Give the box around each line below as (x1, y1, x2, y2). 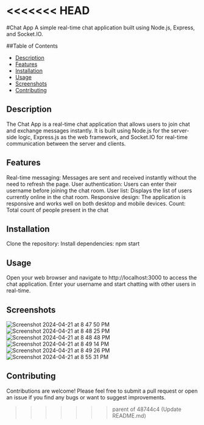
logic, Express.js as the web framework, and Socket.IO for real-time (18, 133, 188, 140)
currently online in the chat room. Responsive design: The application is (6, 193, 186, 200)
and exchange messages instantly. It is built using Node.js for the (6, 126, 170, 134)
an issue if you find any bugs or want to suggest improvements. (6, 393, 166, 401)
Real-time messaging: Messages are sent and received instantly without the (6, 173, 197, 181)
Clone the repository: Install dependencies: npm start (6, 240, 140, 247)
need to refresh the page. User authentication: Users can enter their (6, 180, 177, 187)
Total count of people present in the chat (6, 206, 108, 214)
